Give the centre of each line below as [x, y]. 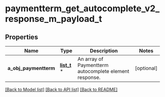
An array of [90, 59]
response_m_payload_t [54, 19]
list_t [66, 65]
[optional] [146, 68]
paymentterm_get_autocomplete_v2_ [82, 9]
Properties [22, 37]
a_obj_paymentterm [31, 68]
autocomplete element [103, 71]
